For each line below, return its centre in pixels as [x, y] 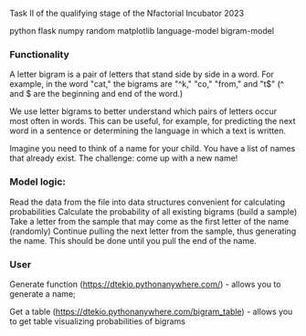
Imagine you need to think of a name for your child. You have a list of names [153, 149]
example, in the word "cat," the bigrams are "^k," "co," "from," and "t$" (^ [147, 84]
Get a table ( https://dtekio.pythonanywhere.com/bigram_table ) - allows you [151, 311]
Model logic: [37, 182]
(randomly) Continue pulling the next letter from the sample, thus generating [153, 231]
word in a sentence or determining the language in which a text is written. [148, 131]
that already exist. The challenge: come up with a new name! [124, 158]
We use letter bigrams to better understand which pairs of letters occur [143, 111]
